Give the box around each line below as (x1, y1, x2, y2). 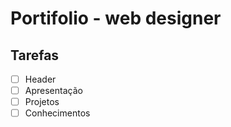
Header (24, 73, 57, 85)
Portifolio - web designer (10, 7, 222, 30)
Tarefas (10, 47, 60, 64)
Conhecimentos (24, 107, 91, 119)
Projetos (24, 96, 60, 108)
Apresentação (24, 85, 83, 97)
